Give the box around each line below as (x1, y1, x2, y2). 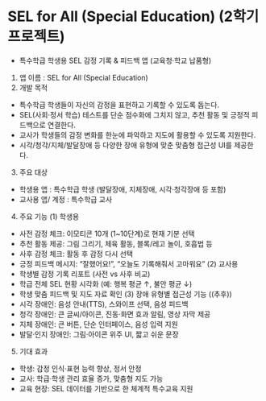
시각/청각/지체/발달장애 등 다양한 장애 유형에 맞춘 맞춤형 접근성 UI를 (19, 140, 233, 150)
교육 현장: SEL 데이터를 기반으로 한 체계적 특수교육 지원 (19, 383, 194, 393)
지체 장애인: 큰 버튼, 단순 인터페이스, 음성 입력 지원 (19, 319, 178, 329)
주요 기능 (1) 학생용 (19, 211, 80, 221)
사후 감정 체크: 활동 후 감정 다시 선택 (19, 249, 134, 258)
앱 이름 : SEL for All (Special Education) (19, 72, 148, 82)
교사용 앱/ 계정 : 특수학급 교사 (19, 194, 113, 204)
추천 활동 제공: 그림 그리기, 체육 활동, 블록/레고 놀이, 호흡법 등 (19, 238, 213, 248)
